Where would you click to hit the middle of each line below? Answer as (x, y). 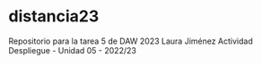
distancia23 (54, 16)
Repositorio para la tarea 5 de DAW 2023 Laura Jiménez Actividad (131, 41)
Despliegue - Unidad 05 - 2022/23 (72, 50)
